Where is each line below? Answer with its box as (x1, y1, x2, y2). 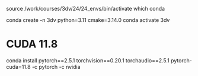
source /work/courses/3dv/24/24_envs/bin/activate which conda (6, 5, 165, 12)
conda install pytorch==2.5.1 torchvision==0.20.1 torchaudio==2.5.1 (6, 56, 170, 64)
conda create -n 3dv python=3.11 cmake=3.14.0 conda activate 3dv (6, 17, 170, 23)
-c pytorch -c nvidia (31, 63, 81, 70)
